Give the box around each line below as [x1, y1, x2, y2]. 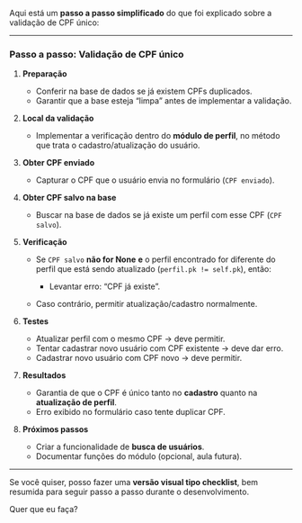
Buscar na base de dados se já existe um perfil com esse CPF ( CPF [35, 210, 282, 221]
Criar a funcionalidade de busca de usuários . [35, 441, 205, 453]
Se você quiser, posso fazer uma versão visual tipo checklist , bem [9, 477, 259, 488]
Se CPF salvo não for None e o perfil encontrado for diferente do [35, 254, 276, 265]
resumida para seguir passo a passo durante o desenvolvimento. [9, 486, 250, 498]
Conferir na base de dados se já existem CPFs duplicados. [35, 86, 253, 97]
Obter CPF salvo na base [22, 193, 117, 203]
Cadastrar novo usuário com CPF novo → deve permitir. [35, 353, 243, 364]
